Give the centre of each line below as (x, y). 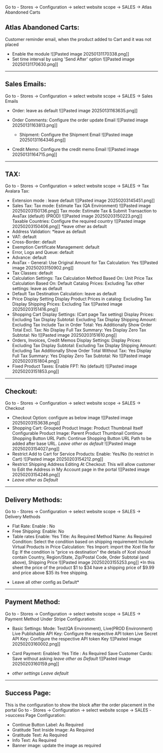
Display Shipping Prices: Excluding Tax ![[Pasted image (67, 304)
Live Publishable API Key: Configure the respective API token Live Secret (85, 634)
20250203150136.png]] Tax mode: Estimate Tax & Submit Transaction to (84, 211)
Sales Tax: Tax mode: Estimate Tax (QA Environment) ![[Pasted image (81, 206)
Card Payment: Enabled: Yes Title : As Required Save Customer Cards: (82, 653)
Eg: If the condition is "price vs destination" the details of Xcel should (81, 552)
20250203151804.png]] (36, 361)
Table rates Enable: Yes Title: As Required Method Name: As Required (82, 537)
